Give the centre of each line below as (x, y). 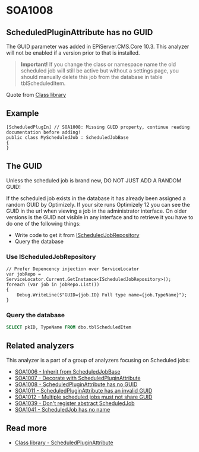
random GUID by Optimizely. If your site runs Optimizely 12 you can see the (98, 204)
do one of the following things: (44, 223)
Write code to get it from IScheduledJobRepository (77, 235)
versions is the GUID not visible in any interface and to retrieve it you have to (100, 217)
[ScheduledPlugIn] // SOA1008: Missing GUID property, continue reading (98, 127)
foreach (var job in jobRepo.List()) (53, 285)
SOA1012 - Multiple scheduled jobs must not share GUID (83, 397)
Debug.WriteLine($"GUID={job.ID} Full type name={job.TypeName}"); (102, 295)
